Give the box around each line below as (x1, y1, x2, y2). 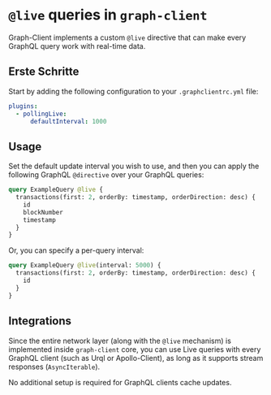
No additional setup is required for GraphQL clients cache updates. (8, 377, 232, 387)
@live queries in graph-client (8, 6, 208, 24)
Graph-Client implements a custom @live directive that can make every (8, 33, 247, 42)
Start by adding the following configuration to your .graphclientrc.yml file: (8, 86, 259, 96)
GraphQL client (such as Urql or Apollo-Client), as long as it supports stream (8, 353, 264, 362)
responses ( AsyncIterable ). (8, 362, 101, 371)
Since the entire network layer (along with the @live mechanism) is (8, 336, 231, 345)
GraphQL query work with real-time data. (8, 41, 146, 50)
